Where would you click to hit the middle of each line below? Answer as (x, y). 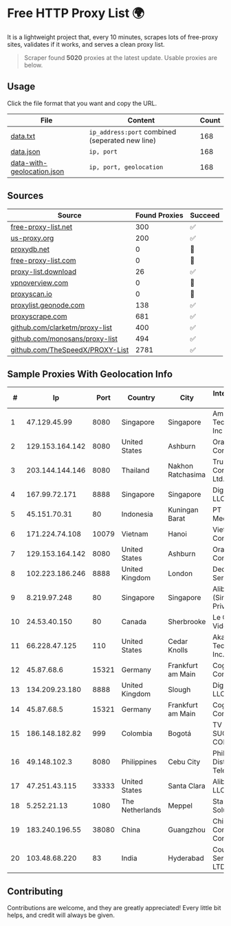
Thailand (135, 471)
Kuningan (183, 510)
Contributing (35, 891)
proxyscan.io (32, 294)
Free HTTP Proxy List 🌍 (76, 13)
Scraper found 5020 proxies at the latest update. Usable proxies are (121, 57)
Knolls (178, 650)
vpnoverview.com (40, 283)
